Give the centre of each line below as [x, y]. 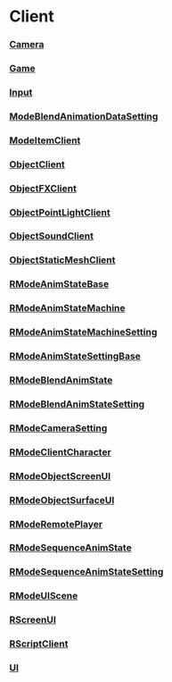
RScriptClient [39, 644]
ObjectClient [37, 164]
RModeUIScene [44, 596]
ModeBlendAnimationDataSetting [84, 116]
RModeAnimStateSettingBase [75, 357]
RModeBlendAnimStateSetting [77, 404]
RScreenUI [33, 620]
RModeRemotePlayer [56, 524]
